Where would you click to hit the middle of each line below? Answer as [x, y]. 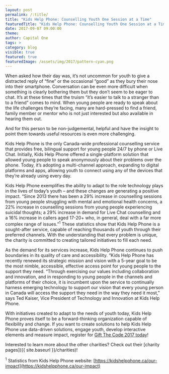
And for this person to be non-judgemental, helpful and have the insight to [82, 129]
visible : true [20, 52]
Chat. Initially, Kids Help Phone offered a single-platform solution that [77, 154]
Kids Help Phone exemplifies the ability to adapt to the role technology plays [84, 186]
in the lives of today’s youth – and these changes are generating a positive [82, 191]
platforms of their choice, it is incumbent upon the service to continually [80, 282]
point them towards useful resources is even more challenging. [70, 134]
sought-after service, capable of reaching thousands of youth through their [83, 229]
